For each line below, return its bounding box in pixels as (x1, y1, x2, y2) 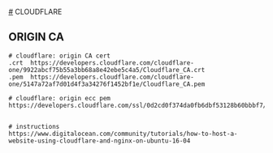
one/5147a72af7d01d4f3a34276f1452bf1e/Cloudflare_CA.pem (8, 80, 206, 88)
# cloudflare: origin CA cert (8, 52, 111, 60)
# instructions (8, 122, 60, 130)
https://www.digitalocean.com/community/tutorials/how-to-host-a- (8, 130, 238, 138)
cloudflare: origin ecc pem (15, 94, 111, 102)
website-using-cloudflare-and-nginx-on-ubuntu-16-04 (8, 137, 191, 145)
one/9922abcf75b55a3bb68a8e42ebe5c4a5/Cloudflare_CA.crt (8, 66, 206, 74)
